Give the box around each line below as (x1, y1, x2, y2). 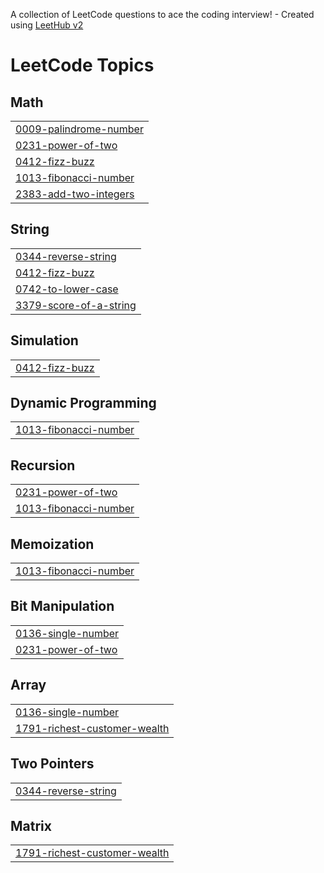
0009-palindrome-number (15, 122, 144, 136)
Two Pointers (10, 755, 95, 773)
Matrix (10, 817, 52, 834)
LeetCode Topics (10, 54, 155, 77)
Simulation (10, 332, 79, 349)
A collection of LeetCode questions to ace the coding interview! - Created (10, 9, 315, 20)
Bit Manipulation (10, 598, 115, 615)
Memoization (10, 535, 95, 553)
